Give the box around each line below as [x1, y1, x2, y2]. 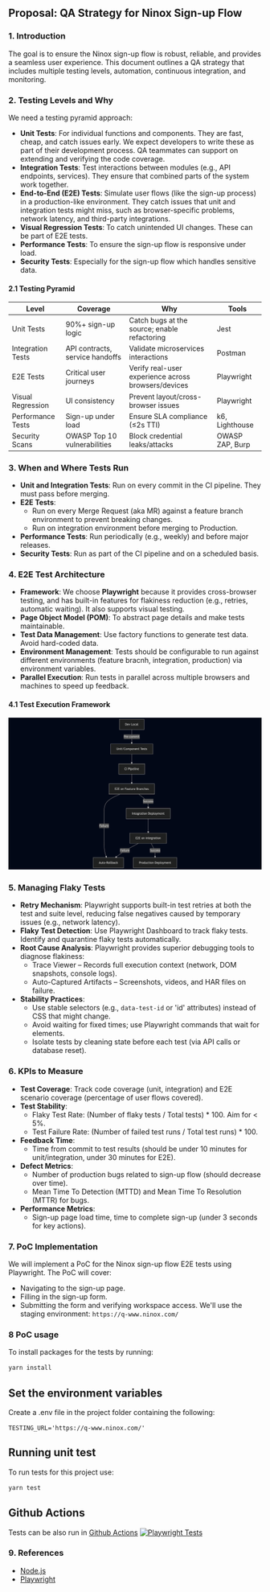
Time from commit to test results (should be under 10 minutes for [31, 1144, 247, 1154]
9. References [8, 1548, 64, 1559]
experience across [129, 372, 190, 381]
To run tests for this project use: [8, 1467, 114, 1477]
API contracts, [65, 343, 112, 353]
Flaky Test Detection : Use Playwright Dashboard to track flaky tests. [19, 926, 248, 936]
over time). [31, 1178, 68, 1187]
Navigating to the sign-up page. [19, 1283, 126, 1294]
